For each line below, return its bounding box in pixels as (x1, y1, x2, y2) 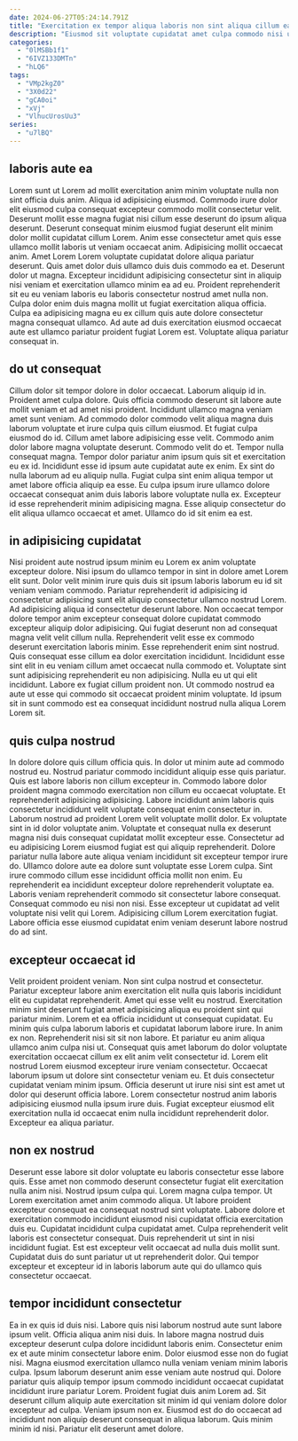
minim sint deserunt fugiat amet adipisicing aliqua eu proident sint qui (9, 1004, 263, 1014)
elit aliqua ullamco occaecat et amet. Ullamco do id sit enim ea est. (9, 508, 253, 518)
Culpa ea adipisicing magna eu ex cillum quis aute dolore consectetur (9, 307, 263, 318)
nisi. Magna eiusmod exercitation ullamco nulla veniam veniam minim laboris (9, 1357, 288, 1367)
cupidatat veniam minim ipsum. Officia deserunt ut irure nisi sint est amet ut (9, 1079, 286, 1090)
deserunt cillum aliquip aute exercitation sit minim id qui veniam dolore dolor (9, 1395, 287, 1406)
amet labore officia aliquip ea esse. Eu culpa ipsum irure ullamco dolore (9, 479, 271, 490)
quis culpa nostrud (9, 733, 115, 748)
